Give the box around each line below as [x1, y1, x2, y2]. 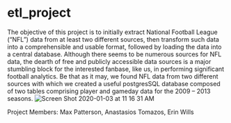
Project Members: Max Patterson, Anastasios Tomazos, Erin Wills [7, 108, 194, 116]
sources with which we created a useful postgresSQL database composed [7, 79, 221, 88]
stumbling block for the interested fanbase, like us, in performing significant [7, 65, 225, 73]
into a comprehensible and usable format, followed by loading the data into [7, 42, 222, 51]
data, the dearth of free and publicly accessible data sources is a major [7, 57, 212, 65]
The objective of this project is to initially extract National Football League [7, 28, 218, 36]
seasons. [7, 94, 33, 102]
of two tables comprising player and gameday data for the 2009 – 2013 [7, 87, 211, 95]
